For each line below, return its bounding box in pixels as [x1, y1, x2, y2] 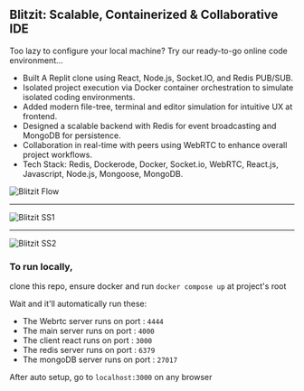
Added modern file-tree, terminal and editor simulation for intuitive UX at [22, 101, 293, 112]
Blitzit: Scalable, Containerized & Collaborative [9, 7, 279, 23]
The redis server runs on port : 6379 [22, 345, 156, 356]
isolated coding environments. [22, 91, 136, 102]
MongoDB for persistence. [22, 130, 121, 141]
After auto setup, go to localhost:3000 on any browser [9, 372, 213, 383]
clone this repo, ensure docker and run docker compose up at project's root [9, 281, 287, 292]
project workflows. [22, 149, 93, 160]
